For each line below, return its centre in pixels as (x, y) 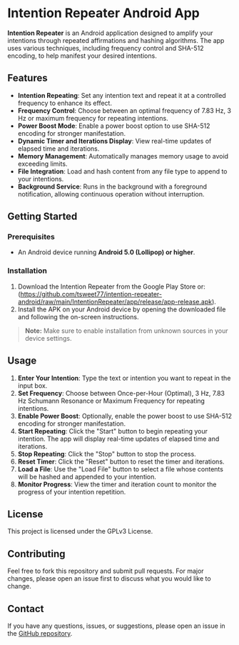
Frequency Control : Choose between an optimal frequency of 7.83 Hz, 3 (124, 110)
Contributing (36, 554)
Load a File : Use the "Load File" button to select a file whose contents (120, 469)
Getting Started (42, 217)
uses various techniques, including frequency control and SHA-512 (106, 48)
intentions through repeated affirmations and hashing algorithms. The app (116, 40)
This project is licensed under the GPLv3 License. (80, 531)
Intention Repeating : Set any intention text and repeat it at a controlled (122, 95)
